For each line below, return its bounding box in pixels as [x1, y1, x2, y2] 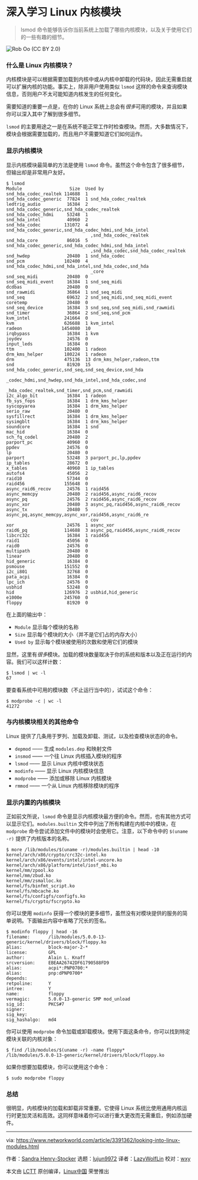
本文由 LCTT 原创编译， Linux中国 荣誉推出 [6, 1168, 110, 1175]
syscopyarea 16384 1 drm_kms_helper [6, 403, 128, 409]
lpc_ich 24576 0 [6, 579, 88, 585]
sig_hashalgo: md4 [6, 1017, 57, 1023]
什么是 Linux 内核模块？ [6, 61, 74, 69]
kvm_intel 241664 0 [6, 315, 88, 321]
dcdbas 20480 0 [6, 284, 88, 290]
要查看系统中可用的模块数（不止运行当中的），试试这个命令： [6, 686, 153, 693]
